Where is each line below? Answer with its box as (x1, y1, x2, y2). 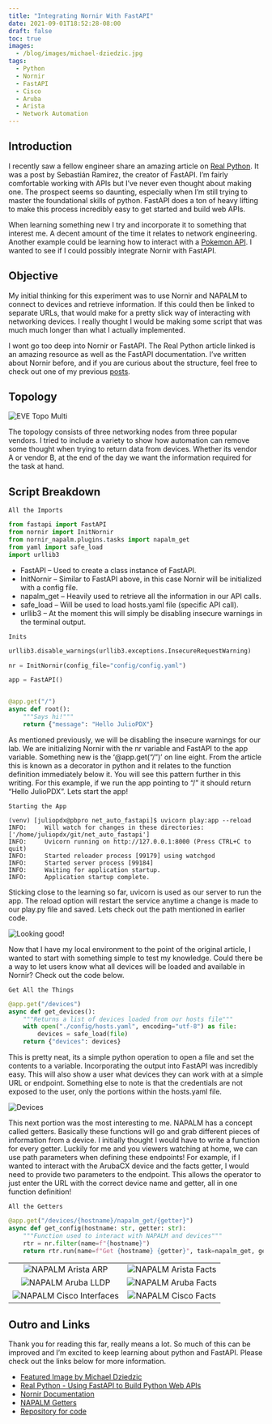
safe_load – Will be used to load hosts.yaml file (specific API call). (19, 600, 239, 610)
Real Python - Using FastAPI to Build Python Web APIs (19, 1381, 202, 1391)
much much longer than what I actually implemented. (8, 325, 186, 334)
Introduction (8, 139, 73, 154)
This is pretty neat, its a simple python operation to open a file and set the (8, 1052, 255, 1061)
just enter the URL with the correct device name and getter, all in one (8, 1179, 238, 1188)
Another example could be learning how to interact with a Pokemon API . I (8, 236, 253, 247)
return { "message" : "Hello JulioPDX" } (23, 720, 154, 729)
